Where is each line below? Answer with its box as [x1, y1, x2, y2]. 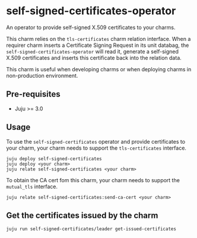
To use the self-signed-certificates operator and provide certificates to [6, 138, 186, 145]
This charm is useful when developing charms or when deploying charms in [6, 65, 192, 72]
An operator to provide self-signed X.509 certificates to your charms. [6, 24, 176, 31]
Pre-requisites [6, 89, 61, 99]
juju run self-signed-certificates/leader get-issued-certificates [6, 226, 177, 232]
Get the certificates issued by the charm [6, 210, 158, 220]
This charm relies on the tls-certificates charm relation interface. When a [6, 35, 191, 42]
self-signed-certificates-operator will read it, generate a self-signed [6, 47, 179, 55]
